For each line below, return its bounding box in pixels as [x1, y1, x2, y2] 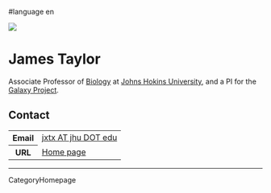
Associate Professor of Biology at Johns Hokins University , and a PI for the [8, 76, 256, 86]
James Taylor [8, 50, 101, 68]
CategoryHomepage [8, 175, 77, 184]
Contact [8, 109, 50, 122]
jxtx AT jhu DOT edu [41, 132, 118, 143]
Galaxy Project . [8, 84, 59, 95]
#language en [8, 7, 55, 16]
